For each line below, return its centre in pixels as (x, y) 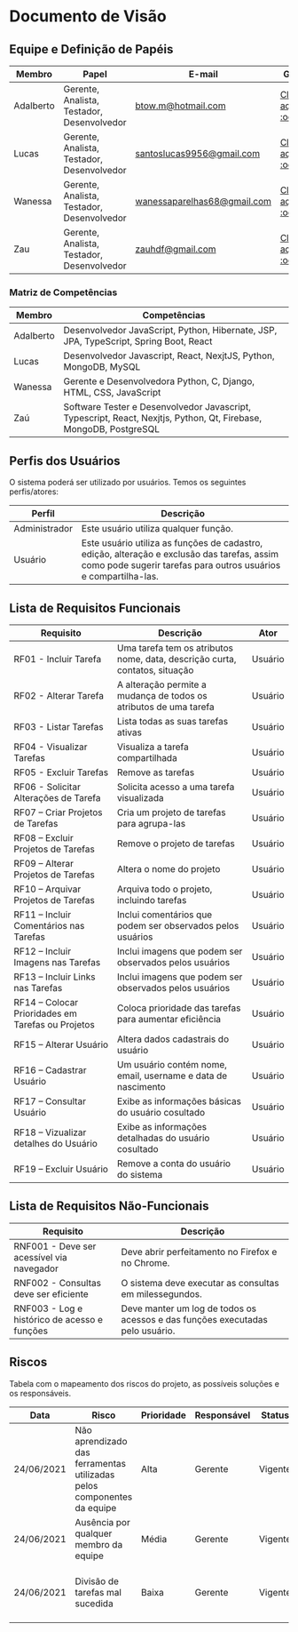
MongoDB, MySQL (102, 367)
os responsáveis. (40, 1393)
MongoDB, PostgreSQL (111, 429)
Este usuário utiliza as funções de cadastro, (172, 543)
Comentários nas (49, 925)
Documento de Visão (88, 16)
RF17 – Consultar (50, 1101)
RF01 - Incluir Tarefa (58, 659)
